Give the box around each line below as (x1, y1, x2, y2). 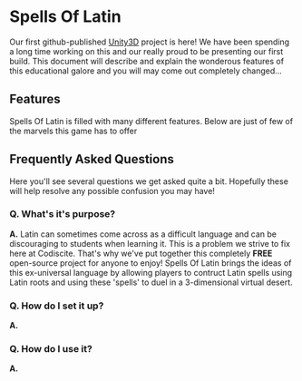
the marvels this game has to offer (9, 125, 138, 136)
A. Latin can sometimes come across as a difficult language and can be (9, 229, 278, 239)
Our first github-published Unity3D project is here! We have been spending (9, 36, 290, 47)
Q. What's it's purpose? (9, 208, 116, 220)
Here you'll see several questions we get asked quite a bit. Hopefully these (9, 175, 288, 187)
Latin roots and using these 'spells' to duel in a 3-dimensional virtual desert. (9, 277, 293, 288)
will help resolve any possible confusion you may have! (9, 185, 216, 196)
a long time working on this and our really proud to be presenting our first (9, 45, 284, 56)
